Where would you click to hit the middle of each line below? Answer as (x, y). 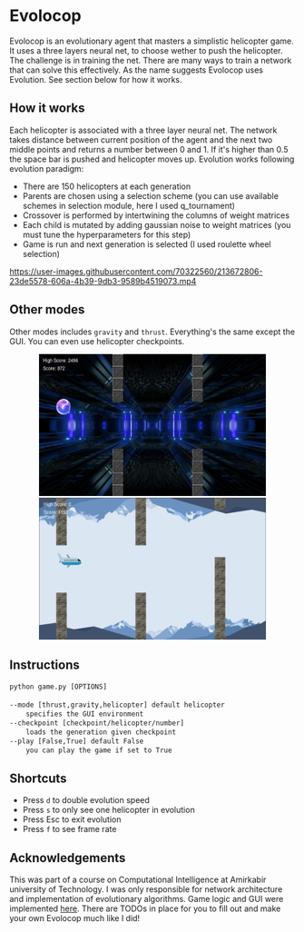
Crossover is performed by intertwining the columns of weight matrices (156, 215)
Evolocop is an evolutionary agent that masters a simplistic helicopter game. (152, 41)
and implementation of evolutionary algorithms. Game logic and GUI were (147, 899)
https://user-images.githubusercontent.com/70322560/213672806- (136, 271)
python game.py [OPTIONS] (58, 687)
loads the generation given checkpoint (101, 732)
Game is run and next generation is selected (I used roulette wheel (147, 244)
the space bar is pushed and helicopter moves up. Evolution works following (152, 159)
